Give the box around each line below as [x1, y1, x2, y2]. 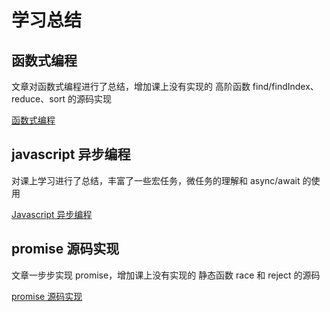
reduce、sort [11, 93, 66, 105]
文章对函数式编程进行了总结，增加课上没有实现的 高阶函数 [11, 81, 251, 92]
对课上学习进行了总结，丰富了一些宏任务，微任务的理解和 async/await [11, 174, 301, 186]
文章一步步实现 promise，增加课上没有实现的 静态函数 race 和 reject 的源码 [11, 269, 321, 281]
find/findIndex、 [252, 81, 319, 92]
